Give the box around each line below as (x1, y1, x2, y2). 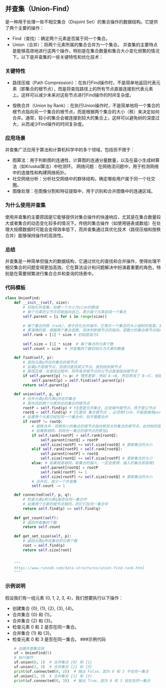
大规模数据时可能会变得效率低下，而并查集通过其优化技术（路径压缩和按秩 (9, 226, 161, 232)
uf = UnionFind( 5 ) (14, 650, 52, 656)
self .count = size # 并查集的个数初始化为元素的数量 (23, 346, 125, 351)
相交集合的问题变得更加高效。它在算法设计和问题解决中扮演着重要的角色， (5, 264, 157, 270)
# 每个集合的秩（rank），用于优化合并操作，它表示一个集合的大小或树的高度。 (23, 323, 160, 328)
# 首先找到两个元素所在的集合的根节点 (23, 401, 90, 406)
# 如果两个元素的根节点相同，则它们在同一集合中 (23, 502, 109, 507)
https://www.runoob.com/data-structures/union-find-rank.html (14, 565, 145, 570)
